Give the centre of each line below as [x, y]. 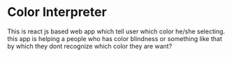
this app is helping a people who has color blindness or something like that [115, 38]
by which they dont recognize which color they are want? [90, 46]
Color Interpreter [57, 12]
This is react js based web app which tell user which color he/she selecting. [116, 31]
